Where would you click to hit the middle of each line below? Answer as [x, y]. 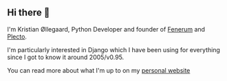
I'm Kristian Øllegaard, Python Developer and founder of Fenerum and [106, 29]
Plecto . [17, 36]
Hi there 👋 [29, 13]
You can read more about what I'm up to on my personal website [99, 70]
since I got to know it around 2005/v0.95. [66, 57]
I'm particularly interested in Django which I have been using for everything [113, 49]
